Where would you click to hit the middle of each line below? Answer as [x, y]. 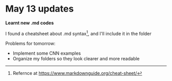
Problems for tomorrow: [30, 43]
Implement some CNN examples [47, 53]
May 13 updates [40, 9]
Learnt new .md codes [29, 23]
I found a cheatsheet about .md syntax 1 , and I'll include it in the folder [79, 33]
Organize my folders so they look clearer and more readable [76, 58]
